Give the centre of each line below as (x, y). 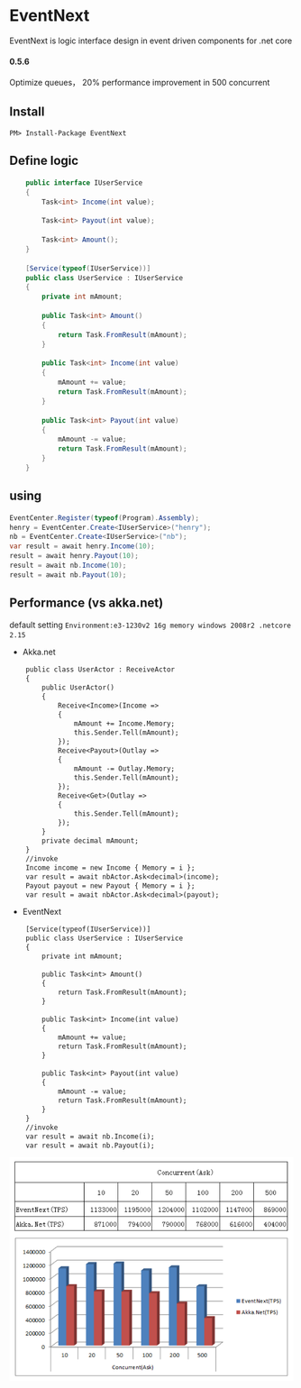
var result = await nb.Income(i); (90, 1137)
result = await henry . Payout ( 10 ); (74, 556)
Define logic (44, 161)
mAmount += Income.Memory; (124, 723)
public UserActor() (78, 687)
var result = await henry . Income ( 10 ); (82, 546)
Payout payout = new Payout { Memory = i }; (110, 886)
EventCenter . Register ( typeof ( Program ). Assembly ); (105, 518)
